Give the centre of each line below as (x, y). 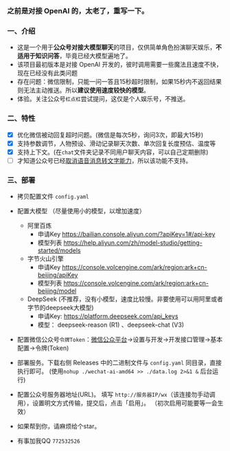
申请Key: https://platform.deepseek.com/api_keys (108, 316)
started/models (59, 251)
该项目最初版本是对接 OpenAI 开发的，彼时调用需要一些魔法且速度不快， (119, 65)
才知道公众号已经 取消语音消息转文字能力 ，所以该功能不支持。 (104, 160)
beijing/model (57, 291)
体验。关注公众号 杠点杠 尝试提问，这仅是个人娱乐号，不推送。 (103, 99)
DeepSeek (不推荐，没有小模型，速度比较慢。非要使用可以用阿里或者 (125, 299)
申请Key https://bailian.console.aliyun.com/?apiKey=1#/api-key (126, 234)
